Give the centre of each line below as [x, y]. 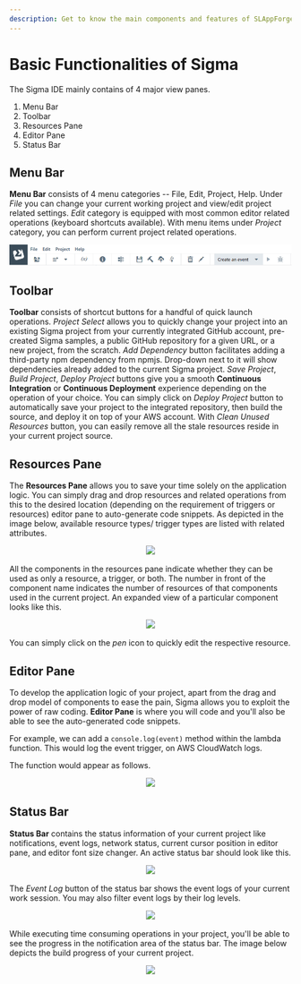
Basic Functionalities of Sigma [124, 64]
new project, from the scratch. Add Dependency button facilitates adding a [147, 350]
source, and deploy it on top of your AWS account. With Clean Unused [139, 417]
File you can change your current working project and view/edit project [140, 204]
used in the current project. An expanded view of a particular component [144, 598]
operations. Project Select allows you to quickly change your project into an [149, 321]
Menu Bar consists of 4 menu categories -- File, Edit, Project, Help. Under [146, 194]
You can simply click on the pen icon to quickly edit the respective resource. [150, 643]
